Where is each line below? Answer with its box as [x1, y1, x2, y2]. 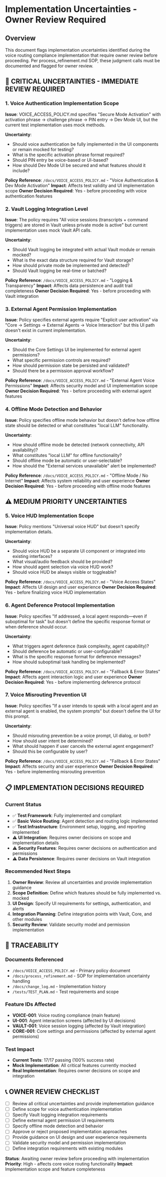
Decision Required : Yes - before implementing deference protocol [5, 679, 141, 685]
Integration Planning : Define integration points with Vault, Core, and [12, 911, 152, 917]
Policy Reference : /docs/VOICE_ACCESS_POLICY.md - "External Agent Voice [5, 377, 155, 383]
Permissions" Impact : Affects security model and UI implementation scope [5, 383, 158, 389]
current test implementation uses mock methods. [5, 122, 106, 128]
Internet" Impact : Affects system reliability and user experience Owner [5, 477, 150, 483]
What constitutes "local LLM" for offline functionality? [12, 452, 122, 458]
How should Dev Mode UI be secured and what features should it [12, 162, 146, 168]
